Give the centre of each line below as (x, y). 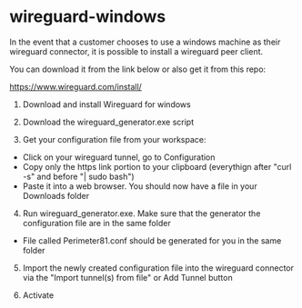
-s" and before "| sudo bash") (78, 176)
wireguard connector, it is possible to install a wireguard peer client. (136, 51)
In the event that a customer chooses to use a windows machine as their (145, 42)
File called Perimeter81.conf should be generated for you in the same (152, 240)
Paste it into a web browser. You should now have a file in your (140, 186)
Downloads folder (56, 195)
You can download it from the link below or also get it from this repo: (138, 69)
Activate (38, 295)
